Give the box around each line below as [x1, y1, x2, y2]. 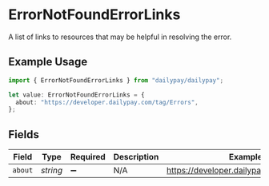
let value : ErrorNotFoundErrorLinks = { [8, 90, 146, 99]
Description [113, 152, 159, 163]
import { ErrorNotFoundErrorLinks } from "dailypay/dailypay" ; [8, 76, 224, 85]
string [40, 165, 62, 176]
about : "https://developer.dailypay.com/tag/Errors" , [15, 98, 199, 106]
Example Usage [8, 55, 88, 69]
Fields [8, 128, 40, 141]
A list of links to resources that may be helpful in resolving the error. [8, 32, 232, 42]
